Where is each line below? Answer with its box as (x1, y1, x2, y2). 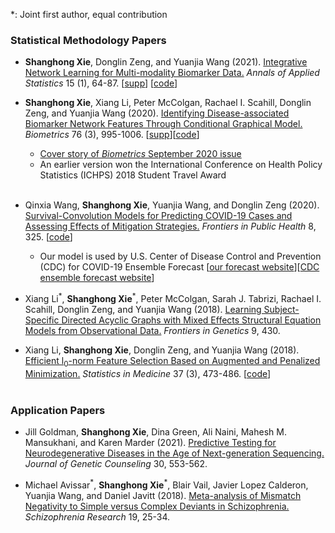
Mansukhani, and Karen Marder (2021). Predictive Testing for (24, 437, 277, 449)
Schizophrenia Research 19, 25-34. (24, 510, 171, 523)
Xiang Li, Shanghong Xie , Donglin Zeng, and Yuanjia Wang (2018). (24, 344, 300, 356)
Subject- (263, 303, 300, 315)
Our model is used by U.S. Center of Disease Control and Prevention (39, 250, 322, 263)
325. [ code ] (24, 231, 73, 243)
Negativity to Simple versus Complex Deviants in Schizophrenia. (24, 500, 290, 512)
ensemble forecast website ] (39, 272, 155, 284)
